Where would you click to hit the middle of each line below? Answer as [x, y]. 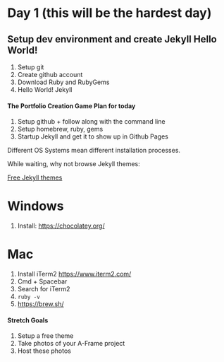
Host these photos [44, 351]
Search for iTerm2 [44, 289]
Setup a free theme [45, 336]
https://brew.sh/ [41, 304]
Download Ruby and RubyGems [63, 82]
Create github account [50, 75]
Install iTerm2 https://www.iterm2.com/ [74, 274]
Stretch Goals [28, 320]
